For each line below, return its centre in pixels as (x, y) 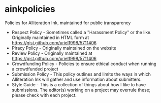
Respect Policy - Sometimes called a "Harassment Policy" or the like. (82, 32)
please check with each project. (44, 95)
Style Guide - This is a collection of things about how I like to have (79, 84)
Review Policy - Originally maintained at (52, 53)
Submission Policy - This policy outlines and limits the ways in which (81, 74)
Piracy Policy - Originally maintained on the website (64, 48)
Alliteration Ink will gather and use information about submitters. (77, 79)
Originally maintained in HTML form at (50, 37)
